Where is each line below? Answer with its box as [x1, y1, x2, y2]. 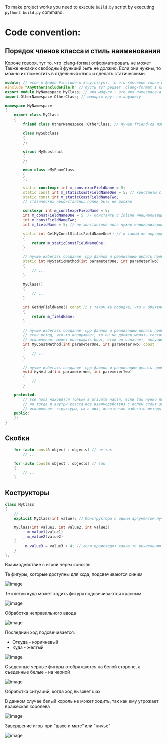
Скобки [5, 434, 30, 443]
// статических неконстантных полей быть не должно [23, 199, 133, 204]
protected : [14, 392, 37, 397]
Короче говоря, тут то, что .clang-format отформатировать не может [5, 60, 151, 66]
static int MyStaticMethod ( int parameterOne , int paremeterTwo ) [23, 259, 159, 264]
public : [14, 411, 30, 416]
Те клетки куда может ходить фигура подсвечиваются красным [5, 590, 142, 596]
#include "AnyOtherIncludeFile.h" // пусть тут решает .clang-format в [5, 85, 157, 90]
